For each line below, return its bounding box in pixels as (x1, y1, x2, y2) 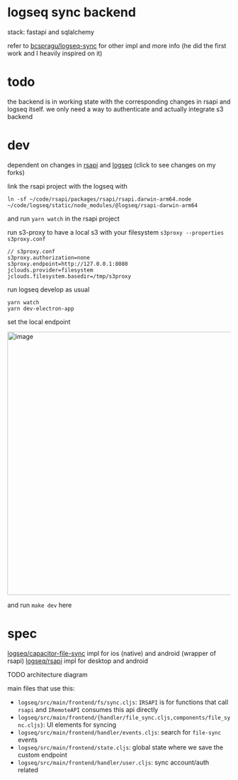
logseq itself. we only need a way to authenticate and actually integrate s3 (7, 104, 224, 113)
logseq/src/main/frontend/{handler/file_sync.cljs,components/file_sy (17, 714, 231, 721)
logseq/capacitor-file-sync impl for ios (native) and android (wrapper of (7, 649, 216, 657)
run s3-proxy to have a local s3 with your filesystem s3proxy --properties (7, 228, 225, 236)
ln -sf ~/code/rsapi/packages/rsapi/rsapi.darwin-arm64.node (7, 196, 192, 203)
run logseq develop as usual (7, 285, 90, 294)
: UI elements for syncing (43, 720, 117, 729)
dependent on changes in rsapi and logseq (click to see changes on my (7, 160, 216, 169)
